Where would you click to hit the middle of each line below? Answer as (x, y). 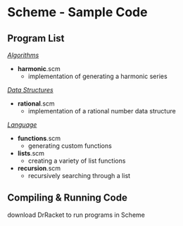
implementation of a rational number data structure (102, 111)
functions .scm (39, 138)
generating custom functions (70, 146)
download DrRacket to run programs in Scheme (76, 215)
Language (22, 125)
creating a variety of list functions (77, 161)
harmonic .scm (39, 69)
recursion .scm (39, 168)
